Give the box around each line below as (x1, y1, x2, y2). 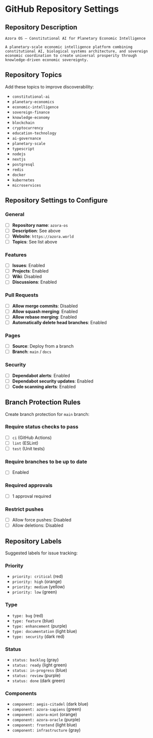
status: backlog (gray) (12, 656, 59, 662)
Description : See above (12, 227, 61, 234)
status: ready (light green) (12, 662, 67, 668)
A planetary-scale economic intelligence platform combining (5, 45, 133, 50)
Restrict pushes (5, 506, 44, 513)
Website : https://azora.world (12, 233, 74, 239)
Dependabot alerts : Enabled (12, 372, 70, 379)
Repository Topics (5, 71, 62, 79)
